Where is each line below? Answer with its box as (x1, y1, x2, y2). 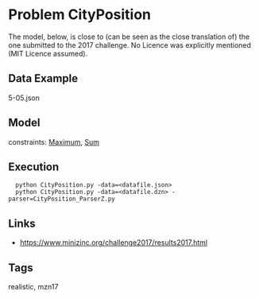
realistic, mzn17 (8, 282, 59, 291)
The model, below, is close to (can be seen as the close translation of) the (8, 32, 250, 41)
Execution (8, 160, 60, 173)
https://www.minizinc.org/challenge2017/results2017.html (19, 238, 208, 247)
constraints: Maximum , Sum (8, 137, 100, 146)
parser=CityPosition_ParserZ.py (8, 195, 115, 204)
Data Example (8, 72, 79, 85)
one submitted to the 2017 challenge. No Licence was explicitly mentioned (8, 40, 252, 49)
